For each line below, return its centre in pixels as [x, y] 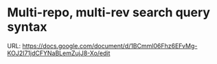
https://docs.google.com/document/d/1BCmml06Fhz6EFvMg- [110, 46]
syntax [27, 27]
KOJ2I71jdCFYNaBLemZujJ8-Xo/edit [59, 53]
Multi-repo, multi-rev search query [109, 13]
